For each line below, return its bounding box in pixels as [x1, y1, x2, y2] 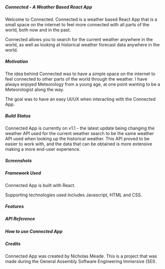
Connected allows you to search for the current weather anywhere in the [5, 36, 153, 42]
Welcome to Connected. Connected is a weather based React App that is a [5, 16, 157, 22]
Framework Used [5, 170, 41, 176]
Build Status [5, 113, 31, 119]
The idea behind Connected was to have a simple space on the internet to [5, 71, 156, 77]
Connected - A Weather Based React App [5, 4, 92, 10]
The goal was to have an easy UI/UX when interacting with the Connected [5, 96, 156, 102]
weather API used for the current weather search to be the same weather [5, 130, 154, 136]
